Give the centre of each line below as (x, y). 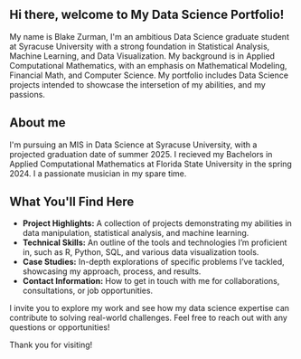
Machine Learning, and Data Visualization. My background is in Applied (142, 56)
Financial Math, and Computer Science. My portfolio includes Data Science (149, 75)
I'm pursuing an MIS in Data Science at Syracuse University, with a (133, 145)
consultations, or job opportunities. (88, 291)
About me (38, 123)
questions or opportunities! (60, 327)
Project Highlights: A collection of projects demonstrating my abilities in (157, 223)
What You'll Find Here (72, 202)
